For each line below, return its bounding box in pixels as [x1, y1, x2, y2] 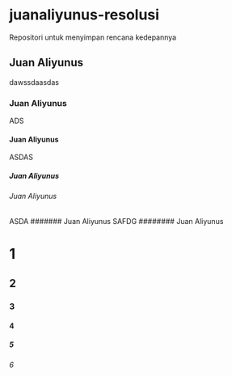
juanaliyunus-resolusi [9, 6, 160, 24]
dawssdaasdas [9, 77, 60, 87]
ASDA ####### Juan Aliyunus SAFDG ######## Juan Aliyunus [9, 216, 224, 226]
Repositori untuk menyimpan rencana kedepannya [9, 32, 177, 42]
